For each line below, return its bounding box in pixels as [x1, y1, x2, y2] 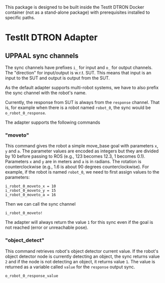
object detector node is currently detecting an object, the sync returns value [5, 253, 160, 259]
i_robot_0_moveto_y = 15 [5, 188, 56, 193]
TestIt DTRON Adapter [5, 32, 98, 43]
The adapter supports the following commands [5, 119, 100, 125]
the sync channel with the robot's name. [5, 90, 87, 96]
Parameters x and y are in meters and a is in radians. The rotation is [5, 159, 142, 165]
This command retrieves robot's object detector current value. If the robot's [5, 248, 159, 254]
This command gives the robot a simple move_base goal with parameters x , [5, 143, 159, 149]
